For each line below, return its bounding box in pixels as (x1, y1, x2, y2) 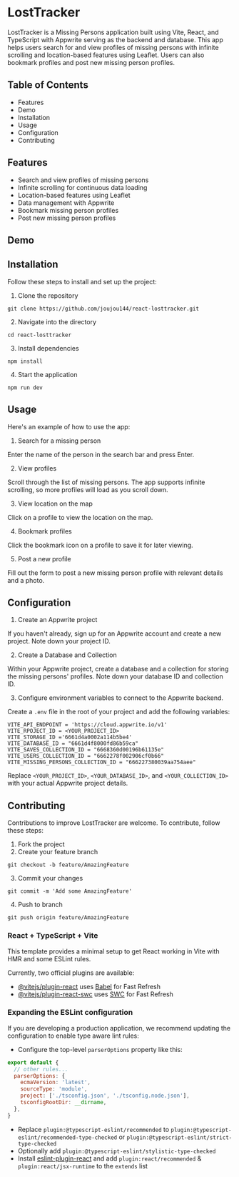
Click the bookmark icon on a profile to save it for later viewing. (7, 541, 194, 549)
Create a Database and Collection (17, 651, 117, 659)
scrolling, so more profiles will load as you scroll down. (7, 485, 169, 494)
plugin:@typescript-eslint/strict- (126, 1133, 233, 1141)
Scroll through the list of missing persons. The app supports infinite (7, 478, 205, 486)
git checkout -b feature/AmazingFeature (7, 861, 130, 868)
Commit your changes (17, 874, 83, 883)
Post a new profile (17, 554, 71, 563)
